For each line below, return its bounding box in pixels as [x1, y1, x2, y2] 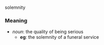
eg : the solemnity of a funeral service [19, 34, 99, 40]
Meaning [5, 17, 28, 24]
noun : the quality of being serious [12, 29, 84, 35]
